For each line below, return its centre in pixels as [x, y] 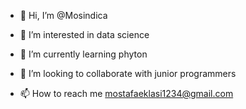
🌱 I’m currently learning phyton [83, 54]
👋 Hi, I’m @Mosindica [63, 15]
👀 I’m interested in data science [84, 34]
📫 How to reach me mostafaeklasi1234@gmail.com [126, 93]
